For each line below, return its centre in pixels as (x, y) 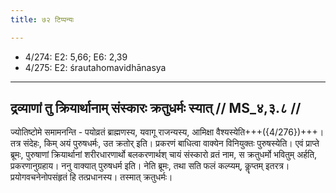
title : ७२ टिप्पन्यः (42, 19)
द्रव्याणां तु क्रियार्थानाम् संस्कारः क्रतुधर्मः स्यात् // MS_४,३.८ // (156, 108)
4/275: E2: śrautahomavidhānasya (95, 67)
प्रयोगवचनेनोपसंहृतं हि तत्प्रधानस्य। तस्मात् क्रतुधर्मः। (91, 177)
